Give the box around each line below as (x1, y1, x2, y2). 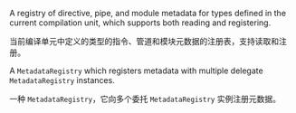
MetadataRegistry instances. (9, 75, 115, 85)
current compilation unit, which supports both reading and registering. (9, 17, 272, 28)
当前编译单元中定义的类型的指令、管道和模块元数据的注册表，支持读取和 (9, 36, 279, 46)
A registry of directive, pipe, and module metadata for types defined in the (9, 8, 287, 18)
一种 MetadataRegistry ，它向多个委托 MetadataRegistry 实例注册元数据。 (9, 94, 281, 104)
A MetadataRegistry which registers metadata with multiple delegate (9, 65, 264, 76)
